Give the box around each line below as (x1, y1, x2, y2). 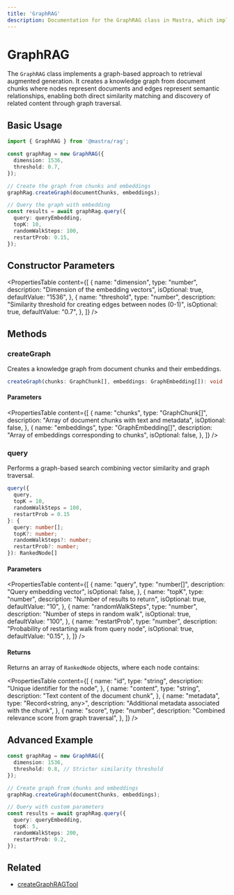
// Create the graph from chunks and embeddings (7, 182, 151, 189)
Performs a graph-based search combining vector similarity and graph (7, 464, 210, 472)
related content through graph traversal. (7, 99, 122, 108)
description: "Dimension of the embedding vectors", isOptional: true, (7, 286, 203, 294)
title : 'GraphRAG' (7, 10, 61, 17)
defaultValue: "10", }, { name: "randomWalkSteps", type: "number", (7, 602, 198, 611)
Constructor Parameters (7, 259, 115, 272)
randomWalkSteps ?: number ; (13, 537, 92, 544)
